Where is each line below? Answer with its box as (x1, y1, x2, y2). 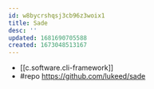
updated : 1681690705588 (8, 33, 88, 42)
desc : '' (8, 26, 38, 34)
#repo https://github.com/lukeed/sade (19, 72, 146, 81)
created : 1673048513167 (8, 41, 88, 49)
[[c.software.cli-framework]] (19, 63, 114, 72)
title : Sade (8, 19, 48, 27)
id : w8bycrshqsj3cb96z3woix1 (8, 11, 105, 20)
